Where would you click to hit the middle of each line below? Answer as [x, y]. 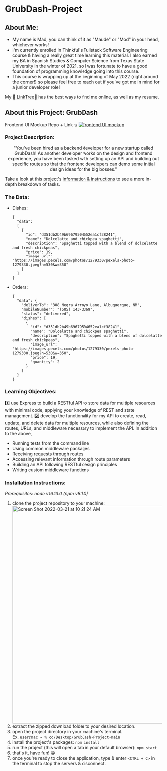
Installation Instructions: [36, 483]
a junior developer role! [36, 87]
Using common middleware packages [51, 448]
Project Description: [30, 137]
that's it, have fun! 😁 [34, 753]
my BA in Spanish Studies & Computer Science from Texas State [78, 61]
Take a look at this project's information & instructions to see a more [75, 179]
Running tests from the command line [51, 443]
